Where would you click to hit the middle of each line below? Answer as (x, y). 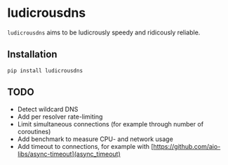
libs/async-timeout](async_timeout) (69, 154)
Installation (32, 54)
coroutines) (34, 131)
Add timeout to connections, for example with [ (85, 146)
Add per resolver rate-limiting (60, 117)
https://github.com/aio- (187, 146)
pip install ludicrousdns (45, 71)
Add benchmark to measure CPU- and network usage (95, 139)
